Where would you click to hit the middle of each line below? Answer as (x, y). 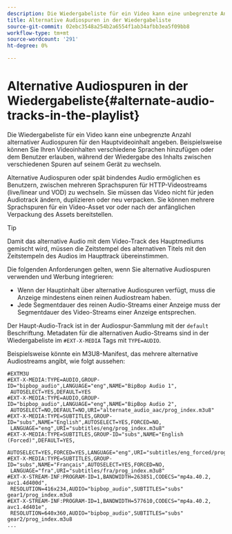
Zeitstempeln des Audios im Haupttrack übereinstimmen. (88, 256)
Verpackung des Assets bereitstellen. (60, 214)
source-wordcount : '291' (43, 39)
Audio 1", (163, 386)
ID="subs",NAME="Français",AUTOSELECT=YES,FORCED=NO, (86, 465)
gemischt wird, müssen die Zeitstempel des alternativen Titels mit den (107, 248)
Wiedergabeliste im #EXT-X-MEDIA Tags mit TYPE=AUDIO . (84, 340)
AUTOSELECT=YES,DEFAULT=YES (50, 392)
